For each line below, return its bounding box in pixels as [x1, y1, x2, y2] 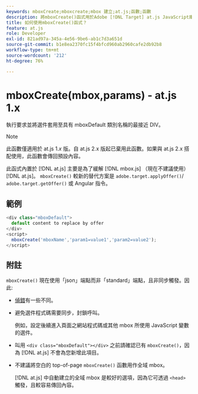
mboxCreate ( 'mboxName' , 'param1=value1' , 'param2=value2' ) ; [11, 237, 157, 242]
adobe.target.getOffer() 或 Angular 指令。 [6, 180, 111, 187]
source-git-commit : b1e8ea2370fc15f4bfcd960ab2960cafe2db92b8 [6, 42, 162, 48]
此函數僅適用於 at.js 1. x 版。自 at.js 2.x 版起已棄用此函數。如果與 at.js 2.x [6, 145, 183, 152]
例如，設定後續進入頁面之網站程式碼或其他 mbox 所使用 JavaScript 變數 [14, 322, 190, 329]
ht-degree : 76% [6, 58, 44, 64]
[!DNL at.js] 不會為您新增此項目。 [21, 349, 102, 356]
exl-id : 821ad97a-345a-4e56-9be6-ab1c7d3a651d [6, 36, 123, 42]
